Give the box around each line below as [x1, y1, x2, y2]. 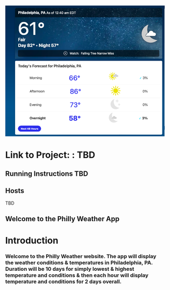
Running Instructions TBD [5, 169, 89, 178]
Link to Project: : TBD [5, 150, 95, 161]
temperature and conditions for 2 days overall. [5, 278, 122, 285]
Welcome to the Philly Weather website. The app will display [5, 253, 157, 260]
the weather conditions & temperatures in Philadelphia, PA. [5, 259, 153, 266]
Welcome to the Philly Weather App [5, 214, 120, 223]
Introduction [5, 235, 59, 247]
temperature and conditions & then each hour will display [5, 272, 149, 279]
